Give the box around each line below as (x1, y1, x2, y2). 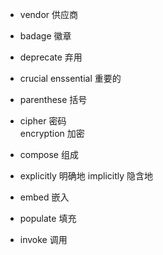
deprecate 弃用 (19, 51, 83, 63)
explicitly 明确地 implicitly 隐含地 (19, 170, 154, 182)
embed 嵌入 (19, 191, 70, 203)
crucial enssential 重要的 (19, 73, 122, 84)
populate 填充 (19, 213, 77, 224)
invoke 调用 (19, 234, 68, 245)
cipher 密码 (19, 115, 67, 127)
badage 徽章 (19, 30, 72, 42)
